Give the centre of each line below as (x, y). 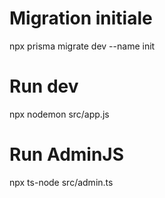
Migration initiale (81, 18)
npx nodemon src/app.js (59, 114)
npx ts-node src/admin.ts (61, 182)
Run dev (44, 86)
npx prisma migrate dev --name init (82, 46)
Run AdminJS (67, 154)
